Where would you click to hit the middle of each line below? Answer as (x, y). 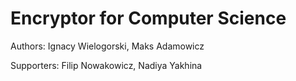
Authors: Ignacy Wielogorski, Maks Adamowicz (107, 46)
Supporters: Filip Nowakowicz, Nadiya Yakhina (106, 65)
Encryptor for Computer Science (148, 18)
